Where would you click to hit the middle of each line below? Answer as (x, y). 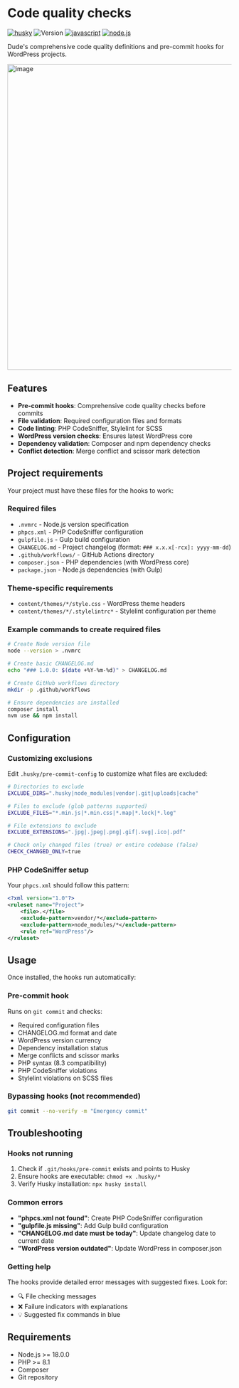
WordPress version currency (59, 1040)
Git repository (38, 1377)
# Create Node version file (49, 644)
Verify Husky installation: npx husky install (82, 1184)
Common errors (35, 1202)
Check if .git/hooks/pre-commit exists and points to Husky (104, 1169)
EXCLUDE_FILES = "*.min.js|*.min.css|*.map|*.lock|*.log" (92, 813)
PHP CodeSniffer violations (57, 1070)
